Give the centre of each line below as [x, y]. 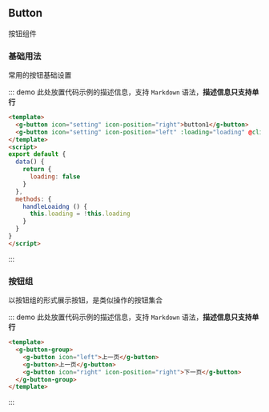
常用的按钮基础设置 [40, 75]
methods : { [34, 199]
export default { [37, 154]
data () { [30, 162]
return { [37, 170]
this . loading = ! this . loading [80, 214]
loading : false [55, 177]
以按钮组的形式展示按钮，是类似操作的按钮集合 [85, 300]
